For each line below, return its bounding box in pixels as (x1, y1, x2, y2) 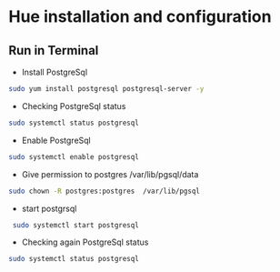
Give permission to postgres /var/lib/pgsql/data (21, 168, 199, 179)
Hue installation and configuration (8, 6, 272, 27)
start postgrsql (21, 203, 77, 214)
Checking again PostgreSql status (21, 237, 149, 247)
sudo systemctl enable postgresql (8, 152, 140, 161)
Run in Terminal (8, 43, 99, 58)
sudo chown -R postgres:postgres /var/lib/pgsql (8, 186, 201, 196)
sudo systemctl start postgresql (12, 220, 140, 229)
